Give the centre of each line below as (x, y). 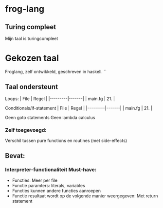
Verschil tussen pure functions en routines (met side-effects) (66, 141)
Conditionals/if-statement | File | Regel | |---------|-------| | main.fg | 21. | (79, 108)
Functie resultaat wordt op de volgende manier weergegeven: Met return (85, 196)
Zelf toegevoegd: (26, 130)
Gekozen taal (32, 58)
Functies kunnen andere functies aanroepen (56, 191)
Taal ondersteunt (32, 87)
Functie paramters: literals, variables (48, 185)
